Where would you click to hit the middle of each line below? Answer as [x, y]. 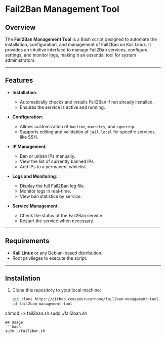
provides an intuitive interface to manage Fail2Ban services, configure [76, 50]
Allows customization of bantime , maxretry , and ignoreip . [78, 126]
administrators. [21, 60]
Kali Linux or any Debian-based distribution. [57, 253]
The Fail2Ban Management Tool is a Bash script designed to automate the [81, 39]
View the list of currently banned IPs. [57, 161]
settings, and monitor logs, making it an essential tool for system [71, 55]
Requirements [27, 241]
